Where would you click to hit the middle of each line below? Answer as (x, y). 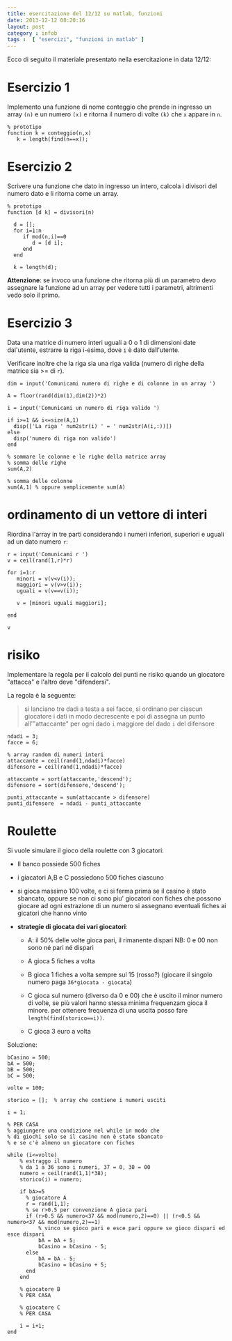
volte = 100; (26, 1088)
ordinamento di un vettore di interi (107, 515)
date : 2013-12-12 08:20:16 (46, 20)
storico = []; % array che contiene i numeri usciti (87, 1100)
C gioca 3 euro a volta (59, 1031)
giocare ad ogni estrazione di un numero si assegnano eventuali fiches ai (122, 905)
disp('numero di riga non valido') (65, 438)
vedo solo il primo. (34, 295)
